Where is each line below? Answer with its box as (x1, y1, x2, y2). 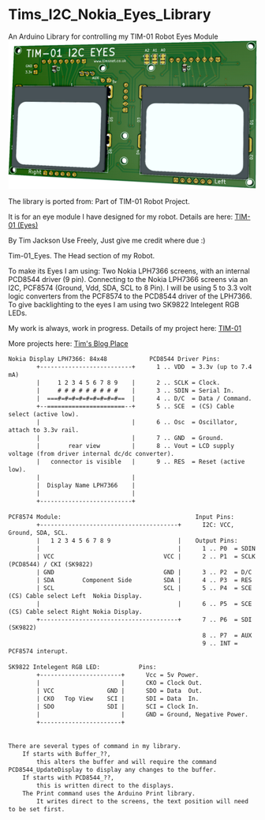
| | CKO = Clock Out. (36, 679, 203, 687)
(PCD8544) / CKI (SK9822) (8, 561, 93, 569)
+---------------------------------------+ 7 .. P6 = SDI (36, 616, 252, 624)
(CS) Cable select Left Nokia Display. (8, 592, 144, 600)
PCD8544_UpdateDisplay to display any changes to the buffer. (8, 766, 217, 774)
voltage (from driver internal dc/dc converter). (8, 450, 175, 458)
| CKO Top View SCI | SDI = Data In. (36, 695, 200, 703)
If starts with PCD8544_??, (22, 774, 114, 782)
